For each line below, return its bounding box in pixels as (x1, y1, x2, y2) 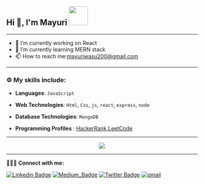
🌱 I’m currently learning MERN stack (15, 46, 106, 53)
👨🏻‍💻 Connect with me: (6, 159, 64, 167)
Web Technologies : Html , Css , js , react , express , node (15, 101, 150, 109)
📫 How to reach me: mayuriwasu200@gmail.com (15, 52, 138, 60)
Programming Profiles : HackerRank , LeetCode (15, 125, 133, 132)
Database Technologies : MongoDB (15, 113, 99, 120)
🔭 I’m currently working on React (15, 39, 97, 46)
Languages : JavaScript (15, 89, 75, 97)
